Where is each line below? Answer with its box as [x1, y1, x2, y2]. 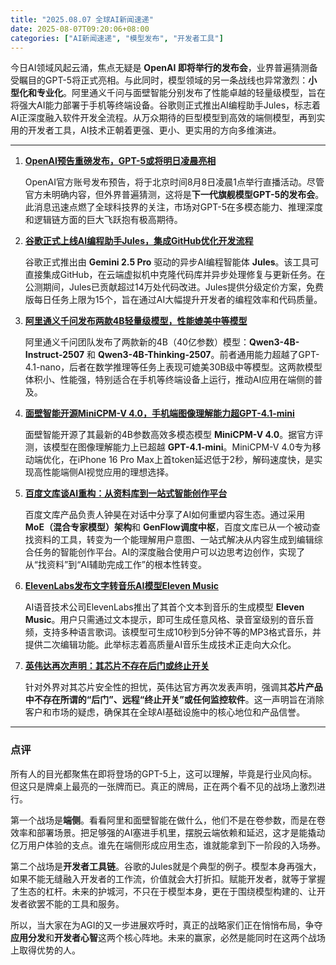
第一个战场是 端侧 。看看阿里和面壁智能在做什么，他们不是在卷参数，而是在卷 [10, 814, 326, 826]
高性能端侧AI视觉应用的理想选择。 [33, 466, 175, 478]
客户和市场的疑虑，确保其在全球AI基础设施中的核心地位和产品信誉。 [24, 706, 306, 718]
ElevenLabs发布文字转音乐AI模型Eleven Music [24, 580, 219, 592]
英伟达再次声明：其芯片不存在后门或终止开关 [24, 660, 210, 672]
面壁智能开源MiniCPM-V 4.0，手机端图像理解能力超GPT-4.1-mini [24, 407, 295, 420]
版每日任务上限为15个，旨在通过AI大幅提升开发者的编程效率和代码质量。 [24, 294, 323, 306]
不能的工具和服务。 [44, 897, 125, 910]
